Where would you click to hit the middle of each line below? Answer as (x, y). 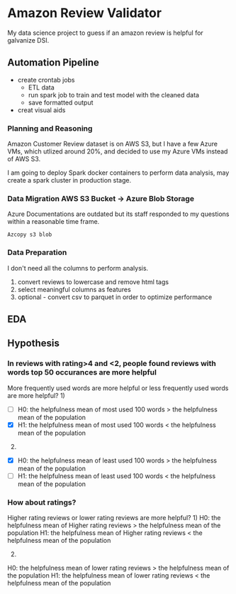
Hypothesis (34, 344)
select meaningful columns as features (74, 289)
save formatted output (61, 102)
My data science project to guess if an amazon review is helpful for (105, 33)
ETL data (41, 87)
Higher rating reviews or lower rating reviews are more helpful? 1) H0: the (114, 518)
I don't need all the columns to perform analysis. (78, 268)
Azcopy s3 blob (30, 235)
